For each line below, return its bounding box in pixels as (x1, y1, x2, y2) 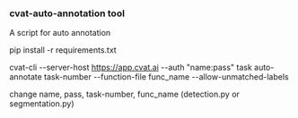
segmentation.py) (9, 98, 74, 109)
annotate (9, 72, 42, 82)
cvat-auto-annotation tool (9, 7, 126, 20)
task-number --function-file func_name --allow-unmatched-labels (43, 72, 289, 82)
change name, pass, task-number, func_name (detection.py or (9, 88, 241, 100)
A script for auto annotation (9, 28, 111, 38)
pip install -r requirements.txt (9, 45, 117, 55)
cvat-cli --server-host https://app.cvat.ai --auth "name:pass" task (9, 62, 253, 73)
